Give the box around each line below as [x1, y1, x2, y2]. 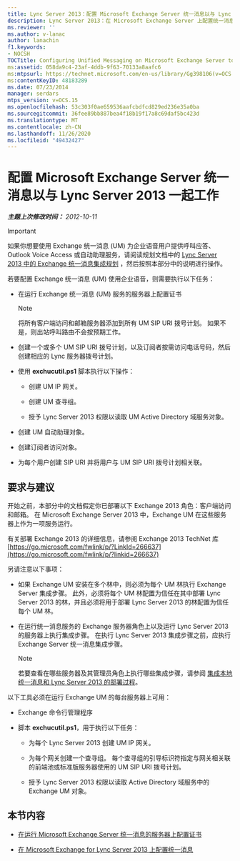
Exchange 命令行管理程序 [17, 708, 93, 717]
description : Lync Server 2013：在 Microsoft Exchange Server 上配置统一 [7, 17, 224, 24]
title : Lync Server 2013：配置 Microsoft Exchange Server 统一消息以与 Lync [7, 10, 231, 18]
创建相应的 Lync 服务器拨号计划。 [17, 352, 117, 361]
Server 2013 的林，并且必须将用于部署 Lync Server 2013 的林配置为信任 [17, 598, 229, 606]
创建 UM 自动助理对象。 [17, 428, 89, 437]
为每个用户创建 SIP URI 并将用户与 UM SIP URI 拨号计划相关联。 [17, 458, 206, 467]
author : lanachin [7, 37, 59, 44]
